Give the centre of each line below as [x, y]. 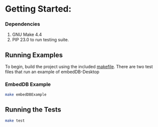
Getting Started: [38, 9]
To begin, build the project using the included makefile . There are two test [79, 67]
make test [15, 121]
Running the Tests [33, 109]
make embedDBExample [26, 95]
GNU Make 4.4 [27, 34]
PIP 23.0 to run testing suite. [40, 40]
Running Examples [34, 55]
